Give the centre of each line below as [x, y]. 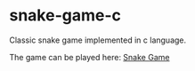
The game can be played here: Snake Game [89, 57]
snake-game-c [65, 16]
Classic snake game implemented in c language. [98, 40]
